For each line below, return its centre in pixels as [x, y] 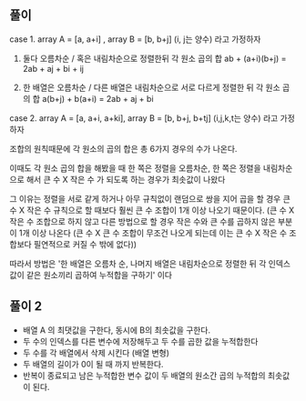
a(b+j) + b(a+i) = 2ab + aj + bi [98, 98]
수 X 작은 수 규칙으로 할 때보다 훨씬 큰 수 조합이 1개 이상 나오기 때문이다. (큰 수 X [152, 210]
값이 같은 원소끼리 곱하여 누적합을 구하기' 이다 [91, 275]
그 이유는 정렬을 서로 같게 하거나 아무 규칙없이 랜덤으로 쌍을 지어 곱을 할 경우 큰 [150, 198]
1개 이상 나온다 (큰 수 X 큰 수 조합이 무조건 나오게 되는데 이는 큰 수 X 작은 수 [153, 233]
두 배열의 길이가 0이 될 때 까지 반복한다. [93, 364]
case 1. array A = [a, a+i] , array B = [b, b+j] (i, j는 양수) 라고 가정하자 [135, 39]
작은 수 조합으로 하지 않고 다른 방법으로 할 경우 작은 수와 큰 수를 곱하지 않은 [143, 221]
